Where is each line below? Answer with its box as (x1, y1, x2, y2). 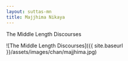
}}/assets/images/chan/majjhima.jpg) (6, 48, 97, 55)
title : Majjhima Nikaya (6, 14, 65, 20)
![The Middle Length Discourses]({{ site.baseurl (6, 42, 123, 49)
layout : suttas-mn (6, 8, 52, 15)
